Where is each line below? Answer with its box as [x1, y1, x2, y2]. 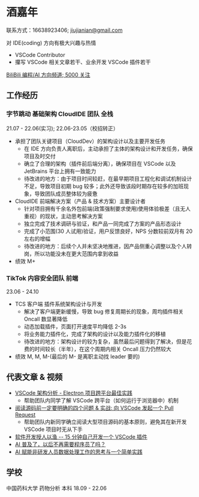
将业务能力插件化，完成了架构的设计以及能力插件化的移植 [23, 330, 166, 337]
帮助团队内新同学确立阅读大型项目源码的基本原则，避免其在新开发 [23, 418, 187, 425]
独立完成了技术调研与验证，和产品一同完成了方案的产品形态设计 [23, 220, 182, 227]
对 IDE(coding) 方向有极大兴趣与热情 [6, 39, 97, 46]
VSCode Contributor [14, 51, 65, 58]
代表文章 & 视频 [6, 372, 63, 382]
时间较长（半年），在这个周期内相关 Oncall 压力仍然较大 [34, 345, 172, 352]
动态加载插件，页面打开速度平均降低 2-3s [23, 322, 127, 330]
